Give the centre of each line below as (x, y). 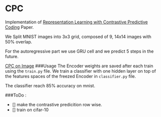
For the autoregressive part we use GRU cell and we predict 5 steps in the (80, 51)
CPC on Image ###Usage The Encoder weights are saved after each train (79, 66)
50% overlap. (19, 41)
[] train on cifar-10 (30, 110)
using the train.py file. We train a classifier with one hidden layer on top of (80, 71)
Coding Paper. (20, 27)
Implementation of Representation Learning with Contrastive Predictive (77, 22)
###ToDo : (16, 95)
